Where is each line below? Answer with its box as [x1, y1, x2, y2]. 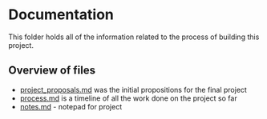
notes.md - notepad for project [19, 101, 123, 111]
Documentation [8, 6, 115, 24]
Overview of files [8, 64, 96, 77]
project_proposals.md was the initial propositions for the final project [19, 85, 247, 94]
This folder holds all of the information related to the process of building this [8, 32, 260, 42]
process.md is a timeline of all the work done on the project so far [19, 93, 238, 103]
